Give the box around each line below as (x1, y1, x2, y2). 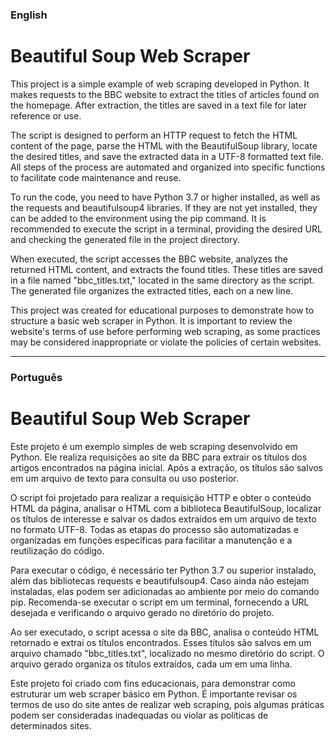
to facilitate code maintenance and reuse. (10, 171, 182, 183)
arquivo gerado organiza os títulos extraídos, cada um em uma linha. (10, 658, 293, 670)
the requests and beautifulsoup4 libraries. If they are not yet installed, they (10, 201, 318, 213)
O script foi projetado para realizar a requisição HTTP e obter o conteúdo (10, 491, 312, 503)
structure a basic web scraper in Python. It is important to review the (10, 314, 293, 327)
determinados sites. (10, 719, 92, 732)
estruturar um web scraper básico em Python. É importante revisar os (10, 688, 298, 700)
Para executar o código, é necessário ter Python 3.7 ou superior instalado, (10, 564, 317, 576)
